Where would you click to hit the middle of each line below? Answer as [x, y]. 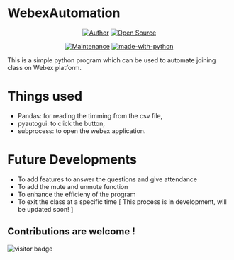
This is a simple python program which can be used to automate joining [112, 60]
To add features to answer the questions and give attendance [107, 179]
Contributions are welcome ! [72, 232]
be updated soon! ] [45, 209]
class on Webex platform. [44, 67]
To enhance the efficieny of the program [77, 194]
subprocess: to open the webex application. [82, 131]
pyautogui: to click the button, [61, 123]
